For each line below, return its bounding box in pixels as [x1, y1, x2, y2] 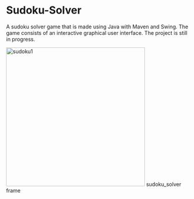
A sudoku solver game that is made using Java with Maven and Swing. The [6, 23, 189, 30]
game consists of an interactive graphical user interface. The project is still [6, 29, 188, 36]
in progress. [6, 35, 35, 43]
